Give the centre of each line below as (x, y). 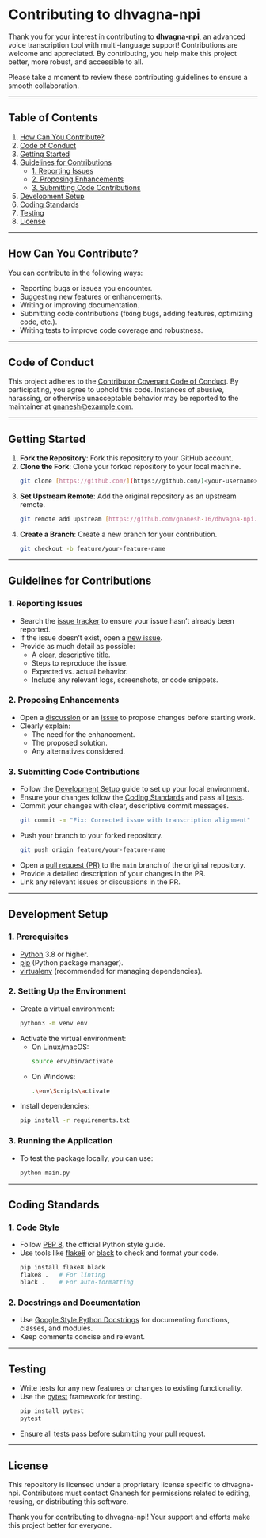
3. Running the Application (61, 1141)
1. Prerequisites (38, 937)
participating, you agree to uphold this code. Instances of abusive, (116, 390)
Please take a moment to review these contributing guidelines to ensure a (128, 77)
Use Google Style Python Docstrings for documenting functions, (125, 1320)
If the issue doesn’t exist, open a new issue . (91, 637)
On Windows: (53, 1076)
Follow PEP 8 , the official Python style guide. (93, 1245)
